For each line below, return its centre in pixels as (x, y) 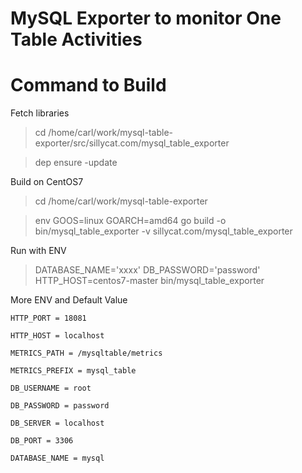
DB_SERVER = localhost (57, 423)
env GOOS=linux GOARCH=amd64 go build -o (130, 221)
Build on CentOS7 (47, 182)
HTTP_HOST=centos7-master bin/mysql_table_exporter (149, 281)
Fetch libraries (40, 113)
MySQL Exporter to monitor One (146, 18)
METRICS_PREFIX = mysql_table (73, 371)
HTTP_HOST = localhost (57, 336)
